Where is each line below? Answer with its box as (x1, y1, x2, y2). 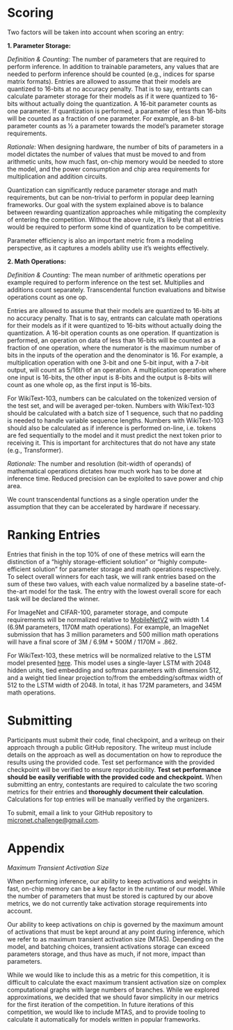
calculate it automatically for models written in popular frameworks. (7, 1015, 200, 1023)
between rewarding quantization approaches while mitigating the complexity (7, 208, 227, 216)
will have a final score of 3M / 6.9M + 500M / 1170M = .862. (7, 637, 178, 646)
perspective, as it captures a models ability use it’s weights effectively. (7, 243, 209, 252)
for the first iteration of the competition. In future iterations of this (7, 1000, 194, 1008)
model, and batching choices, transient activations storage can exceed (7, 942, 210, 951)
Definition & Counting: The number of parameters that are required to (7, 54, 206, 63)
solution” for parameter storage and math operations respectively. (32, 565, 221, 573)
